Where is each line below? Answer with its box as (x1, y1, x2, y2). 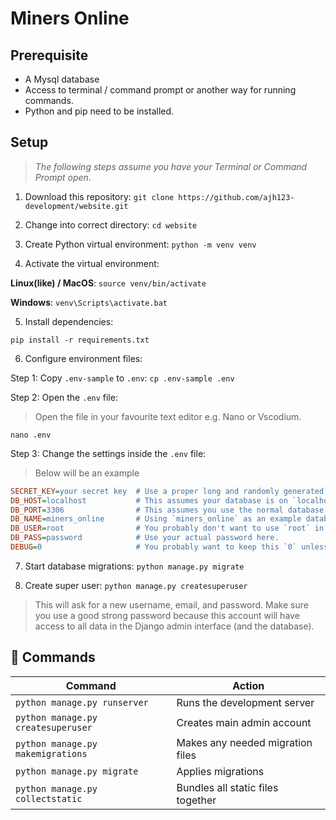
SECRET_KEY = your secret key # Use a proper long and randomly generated (10, 486, 325, 496)
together (176, 793, 217, 807)
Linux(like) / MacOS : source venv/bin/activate (10, 277, 207, 289)
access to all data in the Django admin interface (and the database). (34, 620, 315, 632)
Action (232, 678, 265, 692)
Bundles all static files (176, 780, 279, 794)
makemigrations (15, 748, 88, 759)
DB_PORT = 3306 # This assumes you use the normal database (10, 505, 325, 515)
